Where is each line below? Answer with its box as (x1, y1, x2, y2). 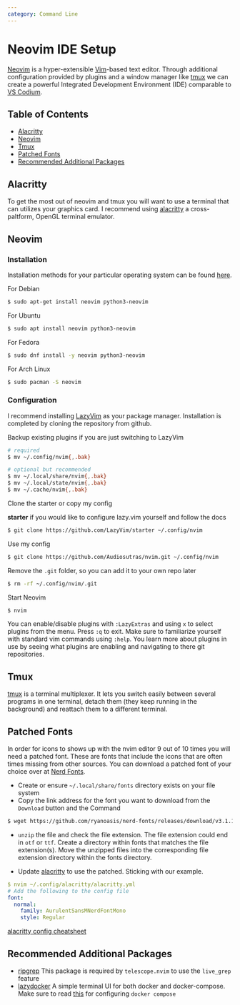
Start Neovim (7, 593, 46, 602)
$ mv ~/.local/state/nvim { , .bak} (7, 480, 107, 487)
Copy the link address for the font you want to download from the (17, 797, 211, 805)
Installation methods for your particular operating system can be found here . (7, 271, 232, 279)
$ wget (7, 818, 27, 825)
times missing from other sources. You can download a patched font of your (7, 759, 232, 768)
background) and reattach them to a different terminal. (7, 704, 168, 714)
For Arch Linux (7, 365, 51, 373)
